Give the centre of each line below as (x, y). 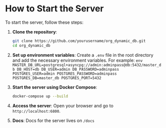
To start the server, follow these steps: (44, 22)
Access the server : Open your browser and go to (63, 106)
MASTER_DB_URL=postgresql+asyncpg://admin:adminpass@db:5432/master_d (87, 65)
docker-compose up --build (40, 96)
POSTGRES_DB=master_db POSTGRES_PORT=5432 (57, 78)
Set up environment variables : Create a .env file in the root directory (83, 55)
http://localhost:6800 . (36, 111)
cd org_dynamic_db (31, 45)
